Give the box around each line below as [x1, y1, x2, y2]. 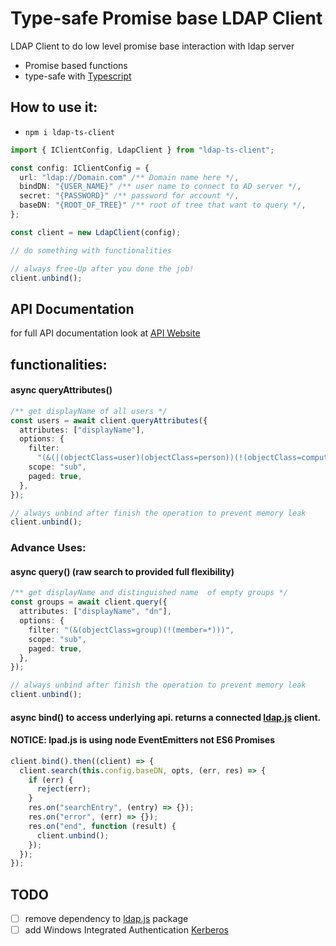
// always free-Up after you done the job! [10, 263, 195, 274]
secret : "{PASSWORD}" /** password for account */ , [19, 191, 240, 201]
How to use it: [10, 99, 98, 116]
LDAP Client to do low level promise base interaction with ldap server [10, 40, 295, 52]
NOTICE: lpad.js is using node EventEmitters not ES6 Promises [10, 734, 275, 746]
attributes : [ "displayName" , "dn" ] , [19, 607, 172, 617]
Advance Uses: [10, 541, 87, 555]
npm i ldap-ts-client [24, 127, 115, 137]
